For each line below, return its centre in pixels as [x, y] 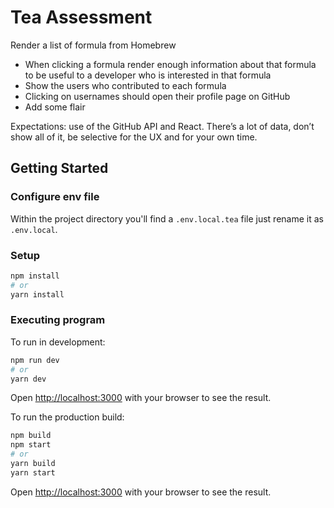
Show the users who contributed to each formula [125, 85]
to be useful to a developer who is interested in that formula [148, 75]
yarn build [33, 464]
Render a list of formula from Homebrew [93, 45]
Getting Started [59, 168]
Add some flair [55, 107]
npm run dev [35, 360]
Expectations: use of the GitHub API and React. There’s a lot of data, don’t [162, 126]
